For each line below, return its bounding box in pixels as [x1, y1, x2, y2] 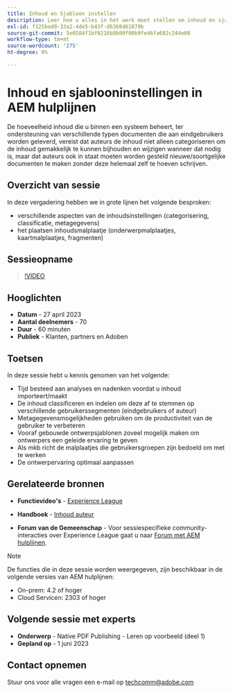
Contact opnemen [7, 660, 87, 671]
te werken [17, 451, 46, 459]
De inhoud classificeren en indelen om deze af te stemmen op [17, 400, 195, 408]
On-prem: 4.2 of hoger [17, 585, 83, 594]
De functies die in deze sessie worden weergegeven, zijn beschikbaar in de [7, 565, 223, 573]
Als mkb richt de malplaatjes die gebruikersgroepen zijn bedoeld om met [17, 443, 225, 452]
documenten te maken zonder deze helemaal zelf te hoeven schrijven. [7, 159, 208, 167]
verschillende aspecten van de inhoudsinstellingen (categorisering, [17, 211, 209, 219]
